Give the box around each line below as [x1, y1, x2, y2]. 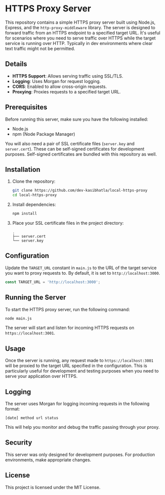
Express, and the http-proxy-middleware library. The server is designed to [5, 24, 156, 30]
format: [5, 406, 20, 412]
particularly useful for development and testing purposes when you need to [5, 368, 159, 374]
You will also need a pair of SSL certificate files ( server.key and [5, 140, 135, 146]
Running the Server [5, 293, 66, 302]
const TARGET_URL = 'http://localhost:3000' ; [5, 280, 100, 285]
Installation [5, 165, 41, 173]
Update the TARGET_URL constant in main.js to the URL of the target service [5, 265, 157, 271]
